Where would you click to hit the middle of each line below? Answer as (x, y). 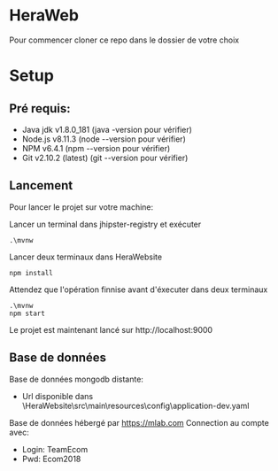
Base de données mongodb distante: (77, 379)
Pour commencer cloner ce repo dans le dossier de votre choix (124, 40)
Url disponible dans (58, 396)
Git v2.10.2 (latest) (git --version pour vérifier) (105, 158)
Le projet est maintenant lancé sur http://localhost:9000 (111, 329)
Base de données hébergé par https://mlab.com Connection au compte (139, 422)
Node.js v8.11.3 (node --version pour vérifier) (104, 139)
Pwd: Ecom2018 (51, 459)
